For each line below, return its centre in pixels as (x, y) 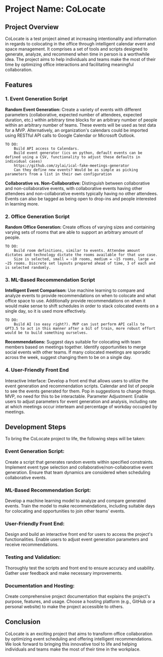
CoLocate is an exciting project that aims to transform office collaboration (79, 634)
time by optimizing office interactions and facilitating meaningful (69, 65)
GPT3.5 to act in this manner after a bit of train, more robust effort (80, 329)
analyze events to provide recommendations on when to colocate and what (81, 296)
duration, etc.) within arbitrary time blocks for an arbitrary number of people (81, 120)
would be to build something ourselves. (47, 333)
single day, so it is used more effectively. (46, 311)
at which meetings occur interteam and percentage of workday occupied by (81, 406)
